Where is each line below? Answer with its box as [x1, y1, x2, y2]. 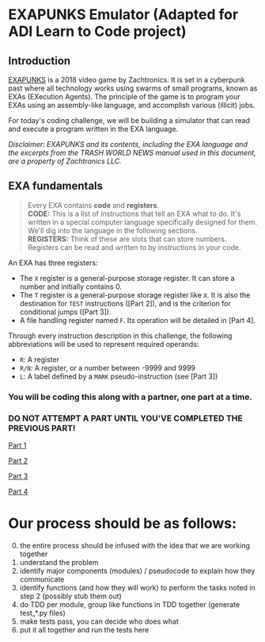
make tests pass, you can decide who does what [19, 617, 180, 626]
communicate [19, 574, 65, 584]
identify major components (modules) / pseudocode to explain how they [19, 566, 256, 575]
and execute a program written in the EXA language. [8, 125, 179, 133]
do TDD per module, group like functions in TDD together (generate [19, 599, 240, 609]
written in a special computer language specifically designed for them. [27, 217, 258, 227]
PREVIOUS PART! [8, 422, 76, 433]
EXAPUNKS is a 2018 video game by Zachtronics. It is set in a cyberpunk [8, 75, 245, 84]
